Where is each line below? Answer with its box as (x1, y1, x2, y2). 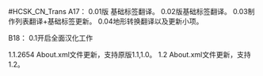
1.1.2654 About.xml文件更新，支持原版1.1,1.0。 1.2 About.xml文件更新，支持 (8, 50, 251, 59)
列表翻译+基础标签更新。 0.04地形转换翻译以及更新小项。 (14, 16, 204, 26)
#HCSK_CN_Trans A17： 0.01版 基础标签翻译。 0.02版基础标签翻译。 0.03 (8, 7, 248, 16)
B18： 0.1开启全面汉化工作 (8, 34, 93, 42)
